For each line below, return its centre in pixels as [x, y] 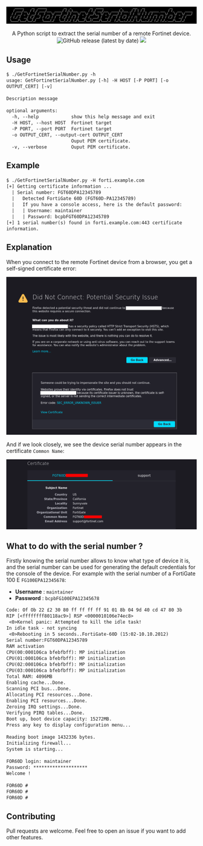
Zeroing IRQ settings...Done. [44, 707]
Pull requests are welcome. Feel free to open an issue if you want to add [96, 831]
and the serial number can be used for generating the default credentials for [101, 567]
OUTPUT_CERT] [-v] [29, 87]
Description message [32, 99]
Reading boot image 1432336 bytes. [51, 737]
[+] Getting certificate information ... [59, 186]
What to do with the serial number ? [75, 547]
